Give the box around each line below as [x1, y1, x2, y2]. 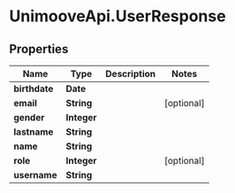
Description [105, 68, 156, 80]
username [13, 169, 57, 181]
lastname [13, 126, 54, 138]
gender [13, 112, 45, 123]
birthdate [13, 82, 54, 95]
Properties [9, 42, 69, 57]
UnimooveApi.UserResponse [9, 6, 227, 27]
